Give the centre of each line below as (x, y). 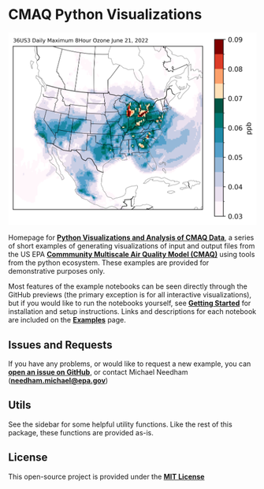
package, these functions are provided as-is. (81, 432)
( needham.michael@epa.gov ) (58, 380)
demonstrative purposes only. (57, 271)
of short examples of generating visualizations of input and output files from (132, 246)
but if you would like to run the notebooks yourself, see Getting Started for (130, 303)
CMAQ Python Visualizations (105, 15)
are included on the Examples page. (67, 320)
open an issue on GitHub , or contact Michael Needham (98, 371)
